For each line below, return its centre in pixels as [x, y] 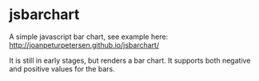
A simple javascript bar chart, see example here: [89, 37]
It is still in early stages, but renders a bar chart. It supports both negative [130, 60]
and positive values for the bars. [62, 68]
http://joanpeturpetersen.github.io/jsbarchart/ [84, 44]
